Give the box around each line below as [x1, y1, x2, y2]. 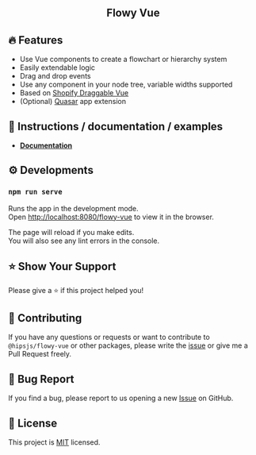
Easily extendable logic [19, 63, 96, 72]
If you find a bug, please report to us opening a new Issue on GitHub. [8, 393, 234, 403]
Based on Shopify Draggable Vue [19, 88, 129, 98]
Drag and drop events [19, 71, 91, 81]
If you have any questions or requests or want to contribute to [8, 333, 210, 342]
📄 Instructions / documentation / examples [8, 119, 224, 133]
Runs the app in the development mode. [8, 203, 139, 213]
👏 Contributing [8, 311, 82, 325]
